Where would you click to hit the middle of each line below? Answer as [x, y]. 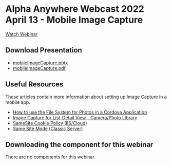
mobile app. [18, 102]
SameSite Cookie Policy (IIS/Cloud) [50, 123]
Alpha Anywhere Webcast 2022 [75, 9]
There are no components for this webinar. [51, 157]
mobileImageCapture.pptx [40, 63]
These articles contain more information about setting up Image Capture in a [86, 97]
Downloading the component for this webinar [79, 144]
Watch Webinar [22, 34]
